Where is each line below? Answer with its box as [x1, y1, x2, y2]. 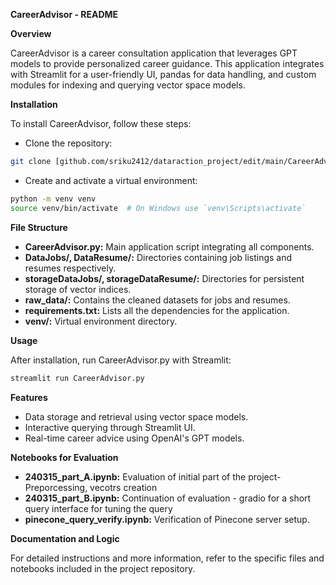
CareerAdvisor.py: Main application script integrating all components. [24, 240, 315, 253]
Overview [10, 28, 52, 39]
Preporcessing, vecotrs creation [24, 481, 158, 493]
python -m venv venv [10, 194, 97, 204]
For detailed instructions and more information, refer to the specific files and [10, 552, 325, 564]
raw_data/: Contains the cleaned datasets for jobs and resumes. [24, 294, 291, 306]
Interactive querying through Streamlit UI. [24, 421, 196, 433]
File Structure [10, 221, 68, 233]
